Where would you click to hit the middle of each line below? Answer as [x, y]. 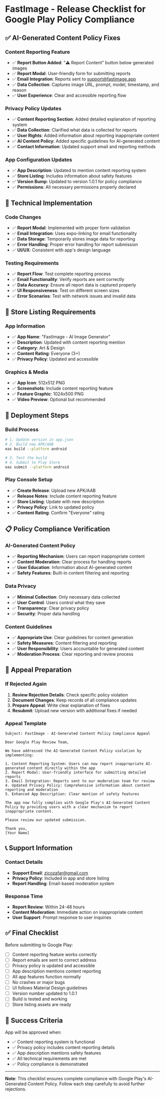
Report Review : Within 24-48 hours [48, 907]
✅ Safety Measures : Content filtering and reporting [64, 643]
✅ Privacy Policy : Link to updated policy [53, 507]
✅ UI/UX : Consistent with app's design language [61, 250]
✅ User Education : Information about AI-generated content [72, 568]
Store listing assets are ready [41, 1005]
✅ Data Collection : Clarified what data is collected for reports [75, 130]
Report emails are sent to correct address [54, 960]
